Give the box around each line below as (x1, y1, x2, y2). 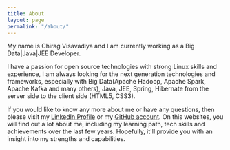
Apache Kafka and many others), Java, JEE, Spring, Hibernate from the (7, 84, 209, 93)
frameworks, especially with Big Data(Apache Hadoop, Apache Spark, (7, 77, 207, 86)
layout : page (7, 17, 45, 24)
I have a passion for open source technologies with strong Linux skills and (7, 63, 217, 71)
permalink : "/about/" (7, 23, 70, 30)
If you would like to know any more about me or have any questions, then (7, 105, 215, 114)
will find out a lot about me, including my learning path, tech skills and (7, 120, 205, 129)
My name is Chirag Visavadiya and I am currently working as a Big (7, 42, 195, 50)
